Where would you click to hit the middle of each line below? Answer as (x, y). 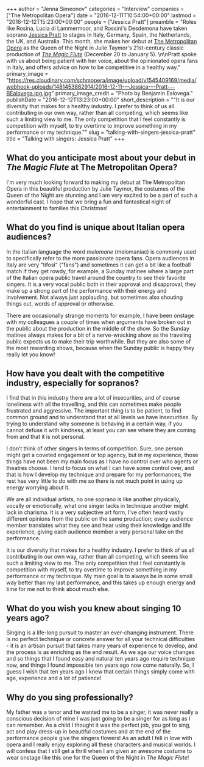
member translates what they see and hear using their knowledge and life (98, 526)
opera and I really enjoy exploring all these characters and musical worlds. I (101, 744)
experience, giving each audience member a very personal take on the (95, 532)
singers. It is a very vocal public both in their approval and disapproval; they (101, 284)
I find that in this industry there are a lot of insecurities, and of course (93, 398)
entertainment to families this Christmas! (57, 208)
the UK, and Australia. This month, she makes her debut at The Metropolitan (102, 41)
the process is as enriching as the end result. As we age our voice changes (100, 652)
